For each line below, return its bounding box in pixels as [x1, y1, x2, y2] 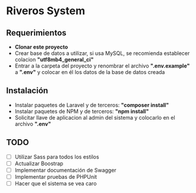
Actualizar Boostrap [14, 160, 64, 167]
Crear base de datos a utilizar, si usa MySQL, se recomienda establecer [14, 50, 190, 57]
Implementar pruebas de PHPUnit [14, 173, 97, 180]
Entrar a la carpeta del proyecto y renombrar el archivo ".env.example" [14, 62, 190, 69]
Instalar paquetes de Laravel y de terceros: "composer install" [14, 101, 169, 108]
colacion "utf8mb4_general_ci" [14, 56, 94, 63]
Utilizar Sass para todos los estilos [14, 153, 99, 160]
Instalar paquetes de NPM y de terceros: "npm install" [14, 108, 149, 115]
